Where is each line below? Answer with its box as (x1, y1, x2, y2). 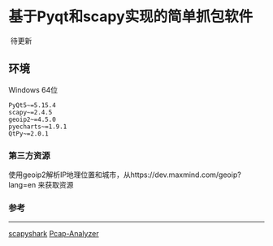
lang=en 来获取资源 (8, 180, 74, 190)
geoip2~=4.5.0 (8, 115, 57, 123)
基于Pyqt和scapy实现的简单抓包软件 (8, 7, 253, 26)
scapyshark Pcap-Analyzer (8, 229, 99, 239)
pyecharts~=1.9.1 (8, 123, 67, 131)
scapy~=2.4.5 (8, 108, 53, 116)
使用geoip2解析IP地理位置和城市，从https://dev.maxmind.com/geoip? (8, 170, 241, 179)
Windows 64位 (8, 84, 58, 94)
